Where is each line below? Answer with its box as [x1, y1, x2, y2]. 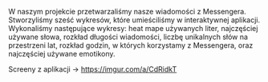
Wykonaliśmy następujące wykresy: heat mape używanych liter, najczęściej [8, 24, 258, 33]
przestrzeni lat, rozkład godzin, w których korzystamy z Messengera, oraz [8, 41, 254, 50]
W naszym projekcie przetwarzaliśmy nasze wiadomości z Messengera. [8, 7, 246, 16]
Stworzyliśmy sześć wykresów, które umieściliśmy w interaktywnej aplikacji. [8, 15, 261, 25]
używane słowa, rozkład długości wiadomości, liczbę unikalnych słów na [8, 32, 249, 41]
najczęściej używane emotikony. [8, 49, 116, 58]
